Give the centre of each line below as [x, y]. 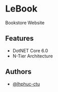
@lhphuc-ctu [26, 84]
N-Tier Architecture [33, 56]
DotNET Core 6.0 [30, 50]
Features [19, 38]
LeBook [21, 9]
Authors [18, 72]
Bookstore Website [25, 23]
